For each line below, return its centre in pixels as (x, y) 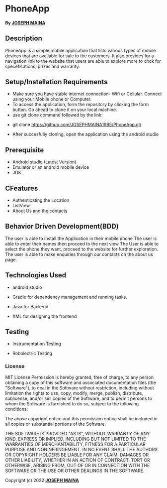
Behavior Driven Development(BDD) (62, 226)
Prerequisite (25, 150)
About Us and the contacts (40, 211)
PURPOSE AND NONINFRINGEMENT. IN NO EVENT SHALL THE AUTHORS (82, 449)
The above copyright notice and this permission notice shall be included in (81, 418)
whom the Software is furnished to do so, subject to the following (72, 403)
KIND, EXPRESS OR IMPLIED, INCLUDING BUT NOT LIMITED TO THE (76, 439)
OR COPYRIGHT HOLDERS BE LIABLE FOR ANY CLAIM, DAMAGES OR (77, 455)
